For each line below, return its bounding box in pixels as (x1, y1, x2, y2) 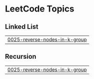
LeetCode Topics (5, 3, 75, 14)
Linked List (5, 23, 39, 31)
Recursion (5, 53, 37, 61)
